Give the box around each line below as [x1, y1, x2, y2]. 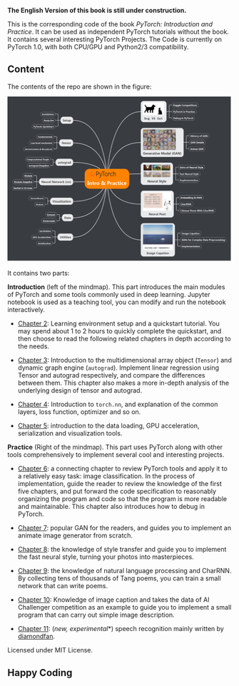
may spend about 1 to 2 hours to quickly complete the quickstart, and [17, 327, 222, 336]
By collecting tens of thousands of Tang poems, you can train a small [17, 574, 221, 582]
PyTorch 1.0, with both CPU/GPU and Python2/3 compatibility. [7, 43, 189, 51]
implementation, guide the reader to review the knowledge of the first [17, 480, 223, 488]
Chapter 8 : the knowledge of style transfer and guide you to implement [17, 545, 227, 554]
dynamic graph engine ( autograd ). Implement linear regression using [17, 363, 220, 372]
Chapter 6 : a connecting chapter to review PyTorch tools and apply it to [17, 464, 228, 473]
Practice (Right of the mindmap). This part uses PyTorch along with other [7, 443, 223, 452]
